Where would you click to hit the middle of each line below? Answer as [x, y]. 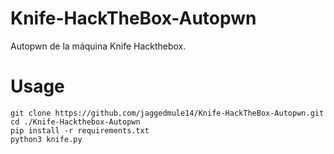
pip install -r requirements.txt [80, 130]
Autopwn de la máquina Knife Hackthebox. [98, 46]
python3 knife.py [46, 139]
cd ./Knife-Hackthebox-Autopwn [75, 122]
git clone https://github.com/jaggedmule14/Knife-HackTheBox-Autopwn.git [167, 113]
